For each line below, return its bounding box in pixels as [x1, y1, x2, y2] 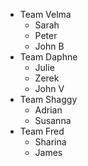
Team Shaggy [19, 94, 78, 105]
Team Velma [19, 9, 72, 20]
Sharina [34, 136, 67, 148]
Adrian [34, 104, 63, 116]
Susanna [34, 115, 72, 126]
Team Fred [19, 125, 65, 137]
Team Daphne [19, 51, 78, 63]
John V [34, 83, 65, 94]
